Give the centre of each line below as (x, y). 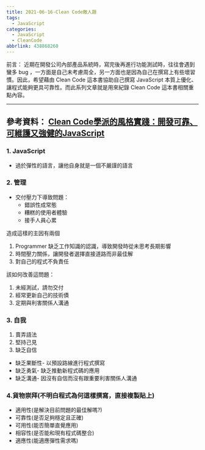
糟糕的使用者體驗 (46, 212)
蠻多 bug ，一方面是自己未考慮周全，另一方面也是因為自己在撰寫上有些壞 (98, 72)
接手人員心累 (40, 220)
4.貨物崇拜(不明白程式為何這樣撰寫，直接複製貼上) (81, 396)
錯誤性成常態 (40, 204)
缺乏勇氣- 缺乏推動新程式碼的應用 (57, 370)
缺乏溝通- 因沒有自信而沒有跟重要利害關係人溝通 (76, 378)
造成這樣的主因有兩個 (33, 233)
